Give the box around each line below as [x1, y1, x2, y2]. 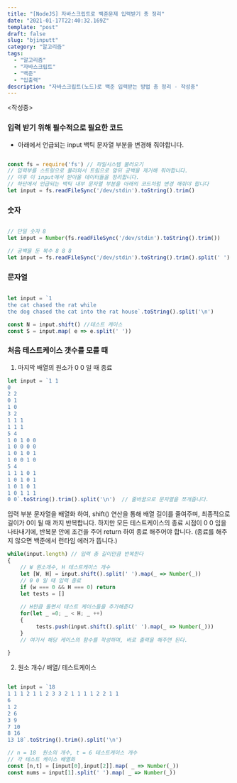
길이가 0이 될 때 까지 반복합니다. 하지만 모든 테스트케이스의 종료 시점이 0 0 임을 [7, 519, 227, 527]
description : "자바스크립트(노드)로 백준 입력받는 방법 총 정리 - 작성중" [7, 83, 199, 90]
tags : [7, 50, 23, 58]
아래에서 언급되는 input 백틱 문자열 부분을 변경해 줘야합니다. [17, 140, 184, 149]
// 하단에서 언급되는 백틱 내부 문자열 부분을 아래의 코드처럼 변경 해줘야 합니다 [7, 180, 209, 188]
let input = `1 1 [7, 377, 59, 384]
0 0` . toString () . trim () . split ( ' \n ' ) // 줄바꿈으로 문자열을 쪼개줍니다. [7, 496, 209, 503]
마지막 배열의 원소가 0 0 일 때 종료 [17, 363, 113, 371]
